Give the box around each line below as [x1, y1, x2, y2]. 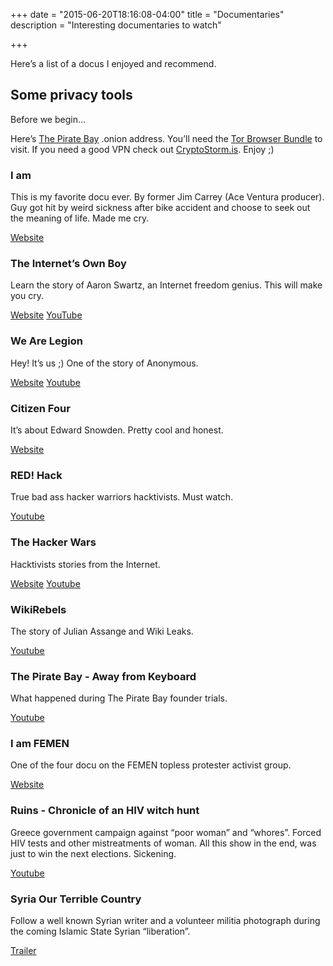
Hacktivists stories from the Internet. [10, 558, 161, 570]
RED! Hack [10, 468, 63, 482]
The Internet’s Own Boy [10, 257, 127, 271]
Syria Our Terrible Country [10, 892, 142, 906]
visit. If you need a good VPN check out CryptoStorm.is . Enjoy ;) [10, 143, 275, 155]
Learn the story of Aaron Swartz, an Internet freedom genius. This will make [10, 279, 323, 291]
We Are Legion [10, 334, 83, 348]
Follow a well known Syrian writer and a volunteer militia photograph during [10, 915, 321, 927]
